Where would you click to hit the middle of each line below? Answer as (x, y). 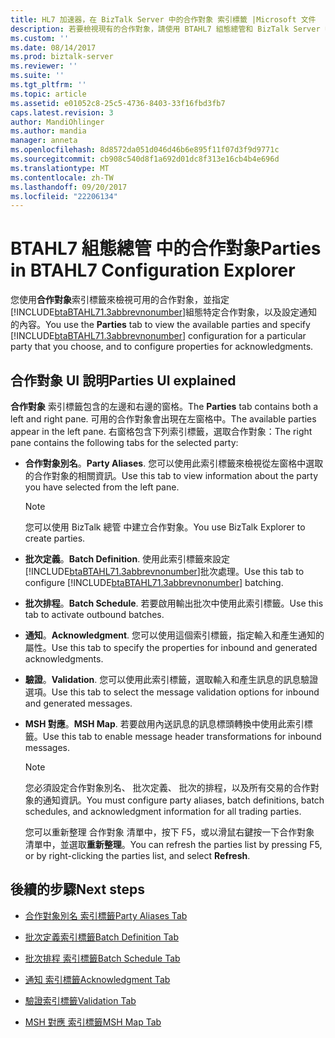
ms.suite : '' (37, 76)
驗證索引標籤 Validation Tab (80, 1000)
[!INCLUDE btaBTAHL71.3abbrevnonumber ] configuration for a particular (158, 336)
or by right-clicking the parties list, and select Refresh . (137, 855)
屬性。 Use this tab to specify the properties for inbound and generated (171, 647)
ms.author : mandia (48, 131)
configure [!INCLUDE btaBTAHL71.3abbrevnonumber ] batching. (154, 582)
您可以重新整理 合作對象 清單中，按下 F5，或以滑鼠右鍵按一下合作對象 (169, 832)
